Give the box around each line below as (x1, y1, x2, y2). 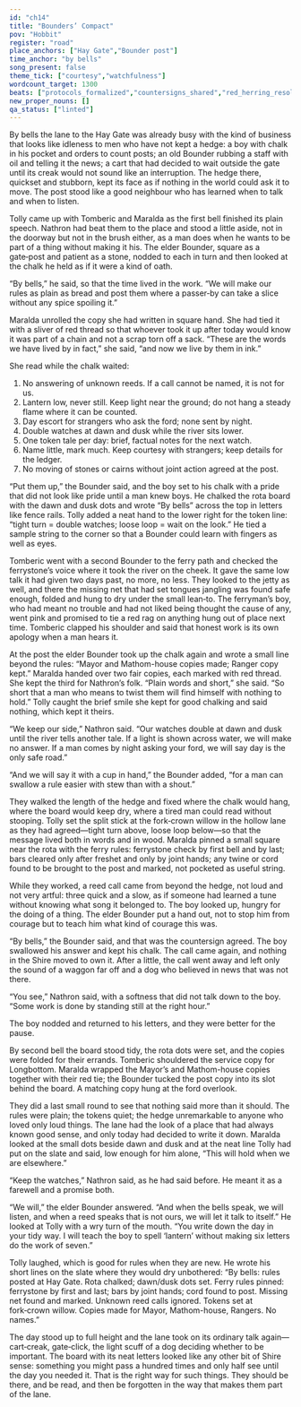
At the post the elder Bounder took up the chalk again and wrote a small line (9, 649, 289, 660)
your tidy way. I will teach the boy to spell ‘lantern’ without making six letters (9, 1230, 290, 1241)
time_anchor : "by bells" (9, 55, 102, 64)
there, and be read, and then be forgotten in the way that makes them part (9, 1379, 283, 1390)
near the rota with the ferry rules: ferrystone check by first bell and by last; (9, 844, 285, 855)
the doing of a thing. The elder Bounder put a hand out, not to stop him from (9, 909, 290, 919)
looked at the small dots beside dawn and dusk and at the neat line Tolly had (9, 1139, 292, 1150)
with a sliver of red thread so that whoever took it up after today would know (9, 324, 291, 335)
